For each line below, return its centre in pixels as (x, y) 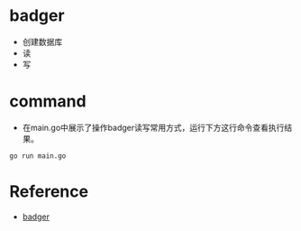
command (48, 102)
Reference (49, 192)
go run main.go (38, 156)
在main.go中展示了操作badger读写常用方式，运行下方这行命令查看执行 (153, 127)
